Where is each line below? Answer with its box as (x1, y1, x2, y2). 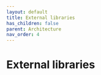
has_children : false (6, 20, 59, 26)
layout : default (6, 9, 48, 15)
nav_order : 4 (6, 32, 40, 38)
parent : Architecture (6, 26, 62, 32)
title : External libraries (6, 15, 75, 21)
